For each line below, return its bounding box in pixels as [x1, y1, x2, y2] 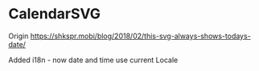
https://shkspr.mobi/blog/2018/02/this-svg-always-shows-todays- [30, 31, 251, 41]
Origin [8, 31, 29, 41]
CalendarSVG [8, 5, 101, 23]
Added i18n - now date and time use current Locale [8, 55, 179, 65]
